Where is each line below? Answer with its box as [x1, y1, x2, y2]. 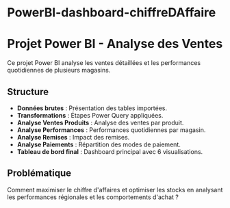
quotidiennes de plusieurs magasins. [7, 66, 111, 75]
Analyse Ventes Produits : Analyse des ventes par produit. [16, 118, 184, 127]
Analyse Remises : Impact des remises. [16, 133, 130, 141]
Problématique [7, 168, 72, 179]
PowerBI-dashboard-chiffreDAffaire [7, 5, 216, 21]
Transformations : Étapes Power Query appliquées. [16, 111, 164, 119]
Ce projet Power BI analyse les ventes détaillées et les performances [7, 59, 201, 67]
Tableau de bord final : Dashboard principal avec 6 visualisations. [16, 147, 203, 155]
